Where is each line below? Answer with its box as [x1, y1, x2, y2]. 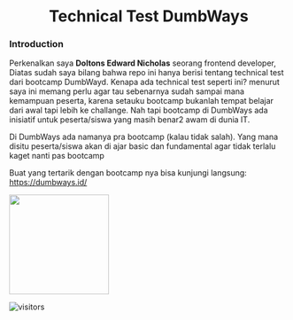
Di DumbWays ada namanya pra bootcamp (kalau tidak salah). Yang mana [9, 131, 279, 143]
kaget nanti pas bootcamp [9, 151, 104, 161]
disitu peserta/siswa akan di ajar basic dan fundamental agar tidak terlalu [9, 141, 276, 152]
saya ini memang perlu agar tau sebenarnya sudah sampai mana [9, 86, 245, 97]
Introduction [9, 38, 64, 51]
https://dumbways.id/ [9, 177, 88, 188]
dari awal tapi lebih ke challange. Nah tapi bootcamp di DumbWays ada [9, 105, 268, 116]
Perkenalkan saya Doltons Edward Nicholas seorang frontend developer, [9, 58, 276, 68]
